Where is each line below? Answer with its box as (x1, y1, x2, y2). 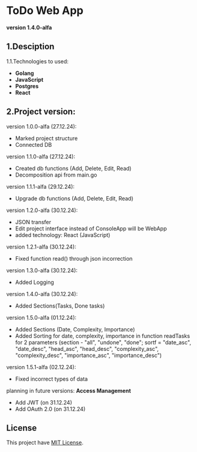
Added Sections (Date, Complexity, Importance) (15, 325, 136, 333)
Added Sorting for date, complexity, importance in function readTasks (15, 332, 190, 339)
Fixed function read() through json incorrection (15, 255, 133, 262)
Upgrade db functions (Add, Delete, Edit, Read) (15, 194, 134, 202)
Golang (15, 69, 35, 77)
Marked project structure (15, 135, 78, 142)
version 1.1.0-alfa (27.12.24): (6, 153, 75, 160)
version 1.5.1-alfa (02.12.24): (6, 363, 76, 370)
